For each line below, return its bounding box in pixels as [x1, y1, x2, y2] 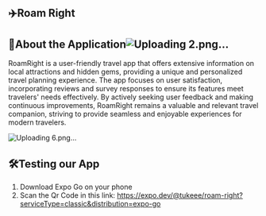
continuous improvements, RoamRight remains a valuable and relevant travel [8, 101, 259, 110]
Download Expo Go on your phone [19, 182, 133, 192]
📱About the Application [8, 37, 127, 51]
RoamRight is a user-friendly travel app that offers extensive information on [8, 59, 255, 68]
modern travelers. [8, 118, 67, 127]
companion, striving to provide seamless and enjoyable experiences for [8, 110, 242, 119]
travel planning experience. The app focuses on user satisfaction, [8, 75, 223, 85]
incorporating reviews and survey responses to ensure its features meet [8, 84, 244, 94]
